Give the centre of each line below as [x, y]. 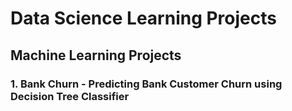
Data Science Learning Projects [143, 18]
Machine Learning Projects [96, 55]
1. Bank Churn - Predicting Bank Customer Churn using [146, 84]
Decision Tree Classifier [70, 96]
